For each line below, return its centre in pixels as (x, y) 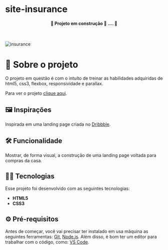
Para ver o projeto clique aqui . (36, 93)
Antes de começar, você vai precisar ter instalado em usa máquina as (77, 231)
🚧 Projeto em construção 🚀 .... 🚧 (84, 23)
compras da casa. (24, 160)
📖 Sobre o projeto (42, 64)
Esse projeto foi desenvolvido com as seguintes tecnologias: (67, 188)
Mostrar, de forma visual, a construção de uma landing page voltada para (81, 155)
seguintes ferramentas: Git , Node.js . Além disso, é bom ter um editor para (81, 236)
